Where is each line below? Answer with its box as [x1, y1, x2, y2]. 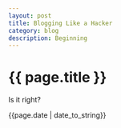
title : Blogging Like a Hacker [8, 19, 113, 27]
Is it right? [8, 95, 42, 105]
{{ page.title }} [8, 69, 107, 86]
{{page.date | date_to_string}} [8, 110, 107, 120]
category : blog [8, 26, 59, 34]
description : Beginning [8, 34, 88, 42]
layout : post [8, 11, 52, 20]
